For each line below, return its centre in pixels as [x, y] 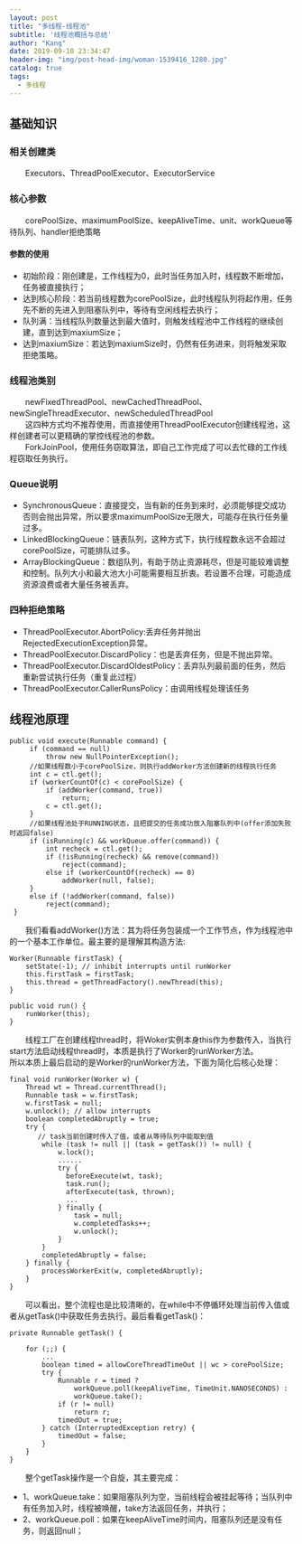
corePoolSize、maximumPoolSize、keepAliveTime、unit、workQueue [156, 220]
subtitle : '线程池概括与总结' [61, 34]
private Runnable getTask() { [66, 1333]
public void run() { [48, 1006]
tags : [19, 77]
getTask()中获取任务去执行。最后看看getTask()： [115, 1315]
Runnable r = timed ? [98, 1380]
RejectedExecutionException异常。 [87, 643]
